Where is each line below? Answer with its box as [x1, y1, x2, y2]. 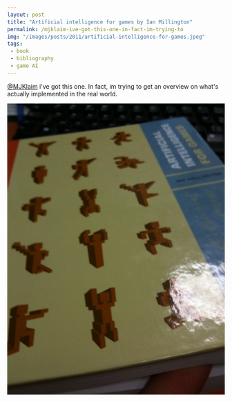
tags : [7, 40, 23, 48]
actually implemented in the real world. [7, 89, 117, 98]
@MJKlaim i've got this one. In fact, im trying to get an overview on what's [7, 82, 219, 90]
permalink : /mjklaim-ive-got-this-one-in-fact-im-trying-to [7, 26, 184, 33]
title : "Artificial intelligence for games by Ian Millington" [7, 18, 193, 26]
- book [10, 48, 30, 55]
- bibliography [10, 55, 54, 62]
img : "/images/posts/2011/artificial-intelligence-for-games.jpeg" [7, 33, 206, 40]
